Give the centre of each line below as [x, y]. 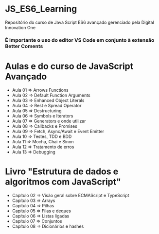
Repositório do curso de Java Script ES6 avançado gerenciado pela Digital [79, 22]
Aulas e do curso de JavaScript [69, 66]
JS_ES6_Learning [41, 9]
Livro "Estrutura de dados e [62, 171]
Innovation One [20, 27]
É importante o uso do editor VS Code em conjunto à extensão [80, 40]
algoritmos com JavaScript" [63, 182]
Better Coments [24, 46]
